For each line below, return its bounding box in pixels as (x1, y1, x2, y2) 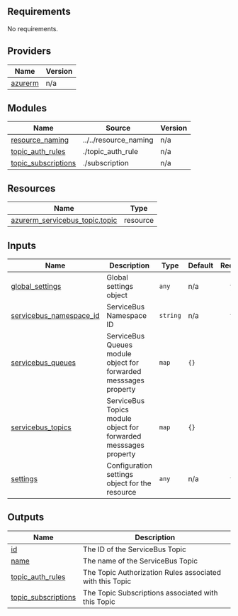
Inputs (7, 239, 37, 251)
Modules (7, 102, 47, 114)
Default (188, 260, 214, 270)
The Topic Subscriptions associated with (82, 588, 218, 598)
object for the (106, 478, 152, 488)
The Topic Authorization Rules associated (82, 567, 222, 577)
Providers (7, 45, 52, 57)
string (159, 312, 182, 320)
